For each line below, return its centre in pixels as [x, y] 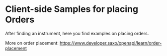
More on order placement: [32, 43]
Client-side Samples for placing [72, 9]
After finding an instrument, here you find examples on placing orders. [77, 33]
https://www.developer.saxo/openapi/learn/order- [111, 43]
